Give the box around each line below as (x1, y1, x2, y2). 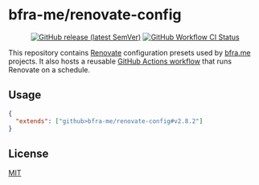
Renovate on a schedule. (8, 64, 91, 74)
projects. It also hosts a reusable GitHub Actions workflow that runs (8, 56, 232, 66)
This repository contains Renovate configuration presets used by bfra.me (8, 47, 251, 57)
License (8, 146, 49, 160)
